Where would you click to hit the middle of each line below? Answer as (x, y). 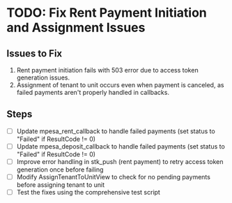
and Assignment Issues (76, 28)
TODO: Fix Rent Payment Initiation (107, 13)
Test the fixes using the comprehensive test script (88, 193)
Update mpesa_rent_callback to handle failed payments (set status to (116, 131)
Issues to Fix (34, 53)
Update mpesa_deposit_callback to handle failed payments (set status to (121, 146)
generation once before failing (60, 170)
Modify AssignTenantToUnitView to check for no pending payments (113, 177)
